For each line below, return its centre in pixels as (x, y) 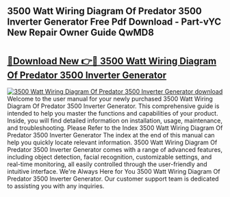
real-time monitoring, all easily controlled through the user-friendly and (107, 164)
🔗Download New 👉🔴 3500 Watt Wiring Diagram (112, 61)
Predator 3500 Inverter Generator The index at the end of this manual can (111, 135)
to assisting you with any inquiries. (56, 186)
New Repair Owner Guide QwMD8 (80, 32)
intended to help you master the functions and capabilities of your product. (113, 113)
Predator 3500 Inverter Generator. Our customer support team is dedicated (113, 179)
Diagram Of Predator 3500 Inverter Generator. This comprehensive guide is (113, 106)
